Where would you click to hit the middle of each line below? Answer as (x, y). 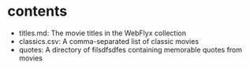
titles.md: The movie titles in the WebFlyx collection (103, 33)
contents (37, 11)
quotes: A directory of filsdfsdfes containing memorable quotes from (130, 49)
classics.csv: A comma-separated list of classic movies (108, 41)
